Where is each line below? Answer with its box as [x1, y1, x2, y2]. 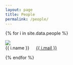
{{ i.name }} [5, 45, 29, 51]
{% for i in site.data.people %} [5, 30, 68, 36]
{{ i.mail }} [35, 45, 57, 51]
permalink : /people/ [5, 16, 49, 21]
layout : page [5, 7, 33, 12]
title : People [5, 12, 35, 17]
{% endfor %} [5, 54, 34, 60]
